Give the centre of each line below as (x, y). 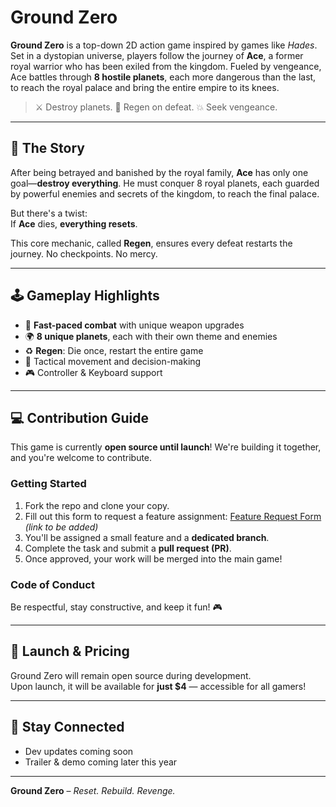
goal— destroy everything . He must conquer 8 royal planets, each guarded (165, 183)
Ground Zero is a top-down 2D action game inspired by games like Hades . (164, 45)
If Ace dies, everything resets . (74, 223)
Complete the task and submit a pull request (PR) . (128, 548)
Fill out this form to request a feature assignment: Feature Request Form (173, 516)
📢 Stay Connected (67, 727)
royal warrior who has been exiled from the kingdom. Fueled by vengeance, (166, 66)
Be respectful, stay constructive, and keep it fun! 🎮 (116, 607)
